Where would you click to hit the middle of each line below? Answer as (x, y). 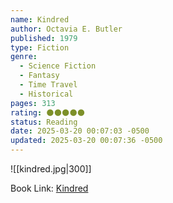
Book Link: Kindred (49, 188)
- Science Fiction (58, 66)
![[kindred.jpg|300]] (51, 169)
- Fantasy (39, 76)
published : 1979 (44, 38)
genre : (24, 57)
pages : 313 (33, 103)
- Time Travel (48, 85)
